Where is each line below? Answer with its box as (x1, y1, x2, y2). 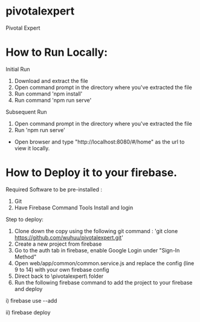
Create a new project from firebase (14, 240, 102, 248)
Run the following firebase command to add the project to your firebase (14, 278, 193, 286)
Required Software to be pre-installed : (5, 186, 102, 193)
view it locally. (14, 144, 50, 152)
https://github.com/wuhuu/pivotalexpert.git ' (14, 234, 123, 241)
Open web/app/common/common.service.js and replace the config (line (14, 259, 195, 267)
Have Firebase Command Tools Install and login (14, 204, 134, 211)
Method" (14, 253, 37, 260)
